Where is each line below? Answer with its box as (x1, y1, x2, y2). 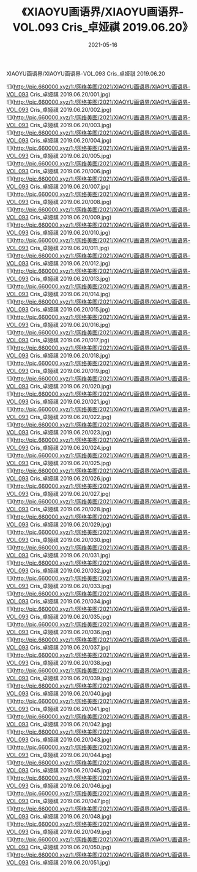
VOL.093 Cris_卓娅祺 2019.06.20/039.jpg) (6, 674, 112, 681)
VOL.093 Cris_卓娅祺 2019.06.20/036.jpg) (6, 628, 112, 635)
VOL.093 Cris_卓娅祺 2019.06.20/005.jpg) (6, 152, 112, 159)
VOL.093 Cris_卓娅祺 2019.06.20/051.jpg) (6, 858, 111, 866)
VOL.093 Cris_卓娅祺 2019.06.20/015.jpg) (6, 305, 111, 313)
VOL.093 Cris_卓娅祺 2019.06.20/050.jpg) (6, 843, 112, 850)
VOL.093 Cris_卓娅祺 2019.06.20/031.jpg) (6, 551, 111, 559)
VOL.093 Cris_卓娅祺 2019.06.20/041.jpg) (6, 705, 111, 712)
